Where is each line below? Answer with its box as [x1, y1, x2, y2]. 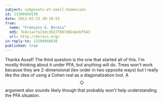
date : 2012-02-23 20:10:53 [5, 16, 60, 21]
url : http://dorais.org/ [9, 34, 60, 39]
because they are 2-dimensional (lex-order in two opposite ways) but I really [5, 67, 159, 73]
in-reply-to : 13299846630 [5, 39, 57, 44]
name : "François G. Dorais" [9, 25, 67, 30]
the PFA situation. [5, 92, 40, 98]
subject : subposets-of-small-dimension [5, 7, 86, 12]
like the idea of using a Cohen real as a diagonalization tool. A [5, 72, 129, 78]
